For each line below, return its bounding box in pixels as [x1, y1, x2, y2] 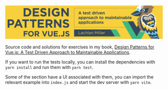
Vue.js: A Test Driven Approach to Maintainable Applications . [5, 49, 131, 55]
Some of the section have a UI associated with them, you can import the [5, 74, 154, 80]
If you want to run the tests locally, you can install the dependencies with [5, 59, 155, 65]
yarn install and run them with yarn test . [5, 64, 93, 70]
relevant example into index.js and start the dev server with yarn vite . [5, 79, 152, 85]
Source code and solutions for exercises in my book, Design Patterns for [5, 44, 154, 50]
